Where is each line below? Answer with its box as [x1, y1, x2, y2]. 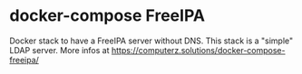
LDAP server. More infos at [9, 44, 111, 55]
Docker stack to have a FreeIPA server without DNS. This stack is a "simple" [9, 35, 294, 46]
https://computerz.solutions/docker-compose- [111, 44, 286, 55]
